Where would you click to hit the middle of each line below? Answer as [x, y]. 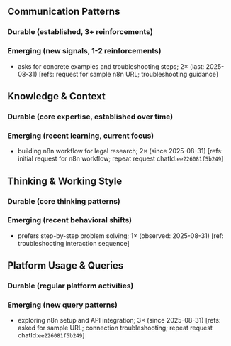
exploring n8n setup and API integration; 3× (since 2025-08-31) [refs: [119, 320]
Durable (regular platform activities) [71, 286]
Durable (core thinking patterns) [64, 201]
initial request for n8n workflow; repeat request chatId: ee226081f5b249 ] [120, 158]
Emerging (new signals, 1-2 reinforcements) [84, 51]
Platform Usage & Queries [66, 266]
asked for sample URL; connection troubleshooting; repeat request [115, 328]
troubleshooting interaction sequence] [73, 243]
